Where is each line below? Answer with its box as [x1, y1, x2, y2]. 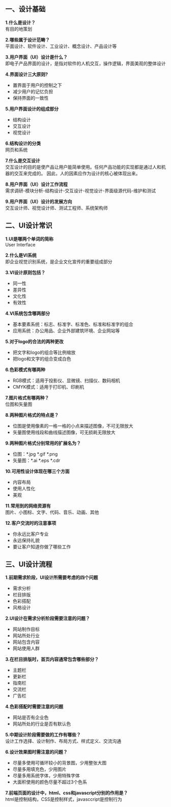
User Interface [5, 241, 36, 248]
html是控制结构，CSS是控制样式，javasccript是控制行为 [5, 796, 122, 802]
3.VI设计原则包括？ [5, 269, 46, 275]
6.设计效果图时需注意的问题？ [5, 749, 68, 755]
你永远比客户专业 [12, 531, 49, 537]
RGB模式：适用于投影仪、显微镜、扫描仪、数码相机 [12, 377, 121, 384]
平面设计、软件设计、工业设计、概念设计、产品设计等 [5, 43, 117, 49]
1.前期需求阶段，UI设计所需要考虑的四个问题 [5, 574, 98, 580]
